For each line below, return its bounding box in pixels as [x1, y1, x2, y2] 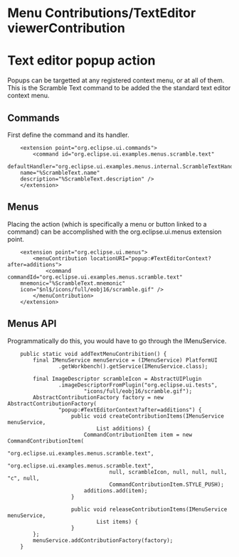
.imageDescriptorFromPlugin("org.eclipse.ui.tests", [58, 382, 218, 389]
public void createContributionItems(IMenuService [70, 412, 224, 420]
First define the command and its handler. [7, 130, 129, 139]
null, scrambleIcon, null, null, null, [109, 468, 228, 475]
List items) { [96, 518, 139, 525]
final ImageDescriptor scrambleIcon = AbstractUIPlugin [33, 375, 202, 382]
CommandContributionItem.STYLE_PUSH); [109, 481, 224, 488]
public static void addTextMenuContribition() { [20, 350, 167, 357]
